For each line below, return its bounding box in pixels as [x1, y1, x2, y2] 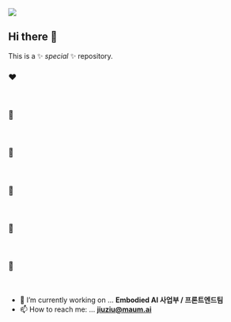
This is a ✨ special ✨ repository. [8, 51, 113, 60]
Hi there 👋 [8, 30, 58, 44]
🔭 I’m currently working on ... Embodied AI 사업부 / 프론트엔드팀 [19, 295, 224, 305]
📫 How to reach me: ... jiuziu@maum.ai [19, 305, 152, 314]
